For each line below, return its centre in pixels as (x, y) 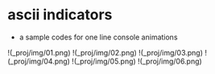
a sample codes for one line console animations (98, 37)
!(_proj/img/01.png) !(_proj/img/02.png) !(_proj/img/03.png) (105, 52)
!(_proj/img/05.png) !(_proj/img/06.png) (136, 61)
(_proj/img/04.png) (39, 61)
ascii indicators (60, 15)
